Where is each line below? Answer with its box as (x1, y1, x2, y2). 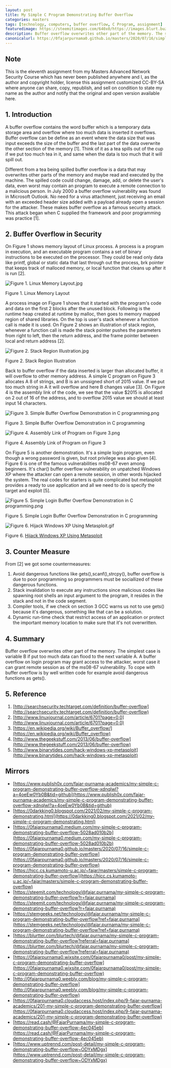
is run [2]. (5, 270, 26, 277)
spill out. (5, 156, 23, 162)
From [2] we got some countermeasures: (5, 561, 91, 567)
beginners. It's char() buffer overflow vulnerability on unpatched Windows (5, 466, 161, 472)
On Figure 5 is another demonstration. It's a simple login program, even (5, 450, 155, 456)
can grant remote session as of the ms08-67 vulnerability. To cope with (5, 664, 155, 670)
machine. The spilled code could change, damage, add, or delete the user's (5, 177, 164, 183)
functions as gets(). (5, 675, 46, 681)
